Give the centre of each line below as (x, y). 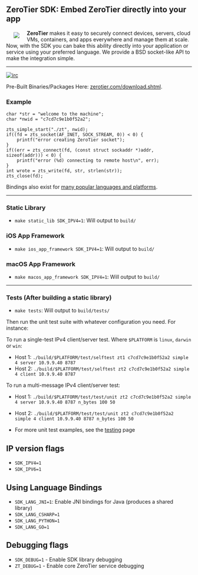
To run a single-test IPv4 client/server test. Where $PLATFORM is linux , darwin (99, 340)
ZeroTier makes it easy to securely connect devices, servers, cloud (108, 33)
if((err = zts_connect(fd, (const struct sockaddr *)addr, (80, 150)
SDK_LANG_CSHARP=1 (37, 515)
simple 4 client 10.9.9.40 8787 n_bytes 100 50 (74, 419)
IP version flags (35, 448)
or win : (14, 346)
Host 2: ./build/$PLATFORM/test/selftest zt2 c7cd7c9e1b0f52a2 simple (102, 369)
